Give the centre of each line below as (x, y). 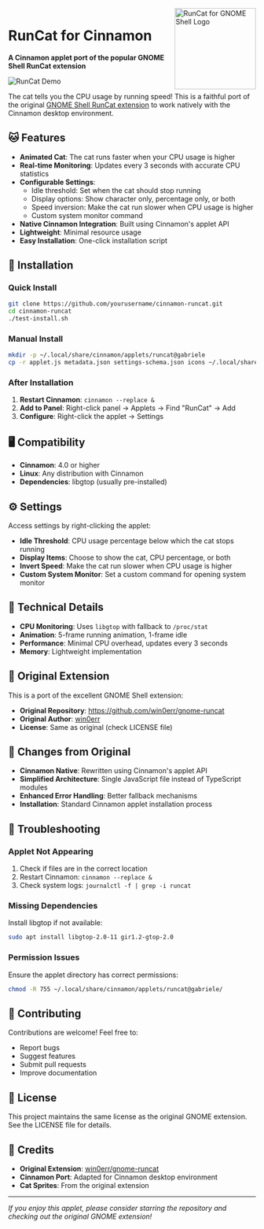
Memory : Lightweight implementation (81, 651)
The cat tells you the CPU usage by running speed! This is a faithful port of (129, 96)
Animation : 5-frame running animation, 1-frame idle (103, 635)
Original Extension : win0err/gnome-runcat (89, 1168)
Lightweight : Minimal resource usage (80, 232)
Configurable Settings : (57, 182)
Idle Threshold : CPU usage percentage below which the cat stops (126, 541)
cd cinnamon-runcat (40, 311)
